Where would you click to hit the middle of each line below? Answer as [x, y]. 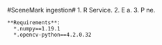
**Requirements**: [34, 23]
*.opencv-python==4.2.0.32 [52, 35]
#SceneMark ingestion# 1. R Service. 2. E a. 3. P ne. [81, 10]
